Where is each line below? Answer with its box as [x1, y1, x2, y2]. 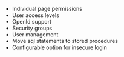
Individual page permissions [11, 5, 83, 12]
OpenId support [11, 18, 52, 25]
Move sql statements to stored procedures [11, 38, 118, 44]
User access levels [11, 12, 59, 19]
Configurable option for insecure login [11, 44, 107, 51]
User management [11, 31, 59, 38]
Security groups [11, 24, 53, 32]
